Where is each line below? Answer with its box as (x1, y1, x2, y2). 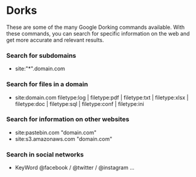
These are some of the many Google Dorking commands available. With (6, 23, 185, 31)
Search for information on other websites (6, 115, 130, 123)
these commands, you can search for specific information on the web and (6, 29, 190, 37)
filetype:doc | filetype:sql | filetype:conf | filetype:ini (14, 100, 145, 107)
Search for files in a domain (6, 80, 89, 88)
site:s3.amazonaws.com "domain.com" (14, 135, 113, 142)
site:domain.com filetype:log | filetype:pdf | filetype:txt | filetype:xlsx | (14, 94, 189, 101)
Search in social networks (6, 150, 84, 158)
